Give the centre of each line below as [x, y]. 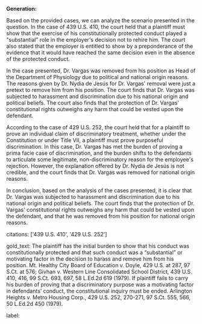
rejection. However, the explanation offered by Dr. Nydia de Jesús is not [96, 166]
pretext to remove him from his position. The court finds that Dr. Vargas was [100, 90]
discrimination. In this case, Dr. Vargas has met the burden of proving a [94, 147]
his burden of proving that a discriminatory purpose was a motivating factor [100, 284]
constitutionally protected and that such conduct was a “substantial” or [94, 252]
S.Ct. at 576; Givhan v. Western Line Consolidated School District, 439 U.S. [99, 272]
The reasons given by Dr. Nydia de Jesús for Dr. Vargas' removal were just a [101, 83]
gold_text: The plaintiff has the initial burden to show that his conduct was [98, 246]
